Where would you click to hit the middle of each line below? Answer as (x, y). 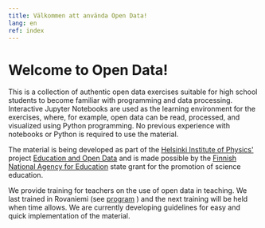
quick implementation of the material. (69, 216)
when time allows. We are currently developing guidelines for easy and (125, 207)
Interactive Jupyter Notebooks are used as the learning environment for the (132, 109)
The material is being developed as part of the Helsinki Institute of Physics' (131, 150)
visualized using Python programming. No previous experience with (119, 126)
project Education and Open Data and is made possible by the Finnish (123, 158)
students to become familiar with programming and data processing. (121, 100)
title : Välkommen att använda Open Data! (78, 16)
